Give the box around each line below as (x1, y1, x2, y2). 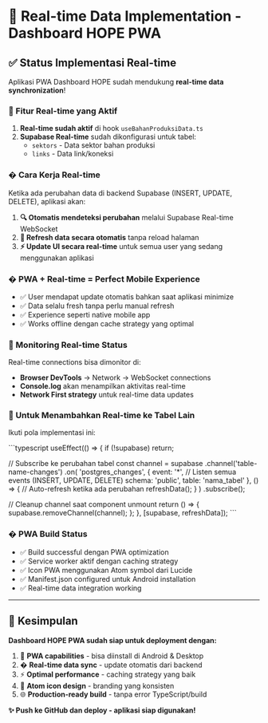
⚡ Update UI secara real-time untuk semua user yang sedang (19, 241, 223, 251)
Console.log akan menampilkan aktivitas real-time (19, 381, 186, 391)
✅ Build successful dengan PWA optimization (19, 547, 169, 557)
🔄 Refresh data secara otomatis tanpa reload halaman (19, 232, 199, 242)
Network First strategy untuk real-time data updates (19, 390, 194, 400)
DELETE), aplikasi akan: (8, 196, 86, 206)
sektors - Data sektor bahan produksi (31, 140, 156, 150)
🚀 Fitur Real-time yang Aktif (8, 105, 118, 117)
